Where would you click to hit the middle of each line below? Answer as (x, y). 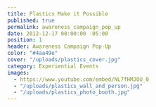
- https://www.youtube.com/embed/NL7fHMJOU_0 (82, 79)
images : (19, 73)
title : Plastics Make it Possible (58, 14)
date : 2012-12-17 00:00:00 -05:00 (58, 33)
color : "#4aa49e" (33, 53)
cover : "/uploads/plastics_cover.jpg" (64, 60)
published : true (31, 20)
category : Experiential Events (53, 66)
